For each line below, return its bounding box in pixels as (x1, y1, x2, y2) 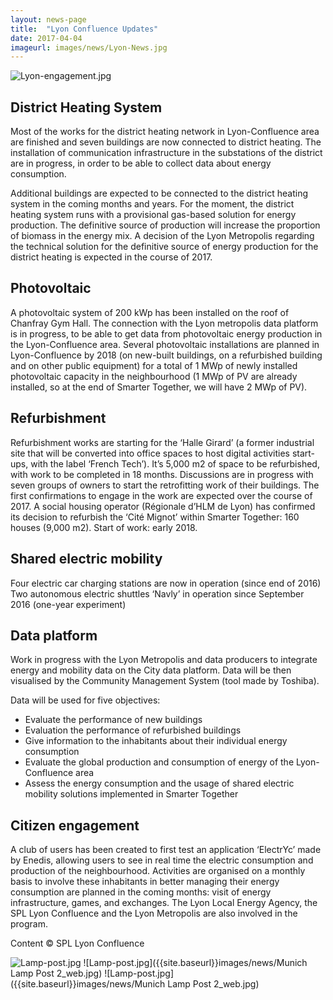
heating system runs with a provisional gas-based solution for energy (10, 209, 297, 221)
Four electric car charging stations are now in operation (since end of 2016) (10, 577, 322, 589)
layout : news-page (10, 14, 87, 25)
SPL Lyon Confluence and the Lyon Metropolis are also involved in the (10, 907, 298, 920)
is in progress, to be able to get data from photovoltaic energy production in (10, 327, 323, 340)
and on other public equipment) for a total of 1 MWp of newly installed (10, 359, 298, 371)
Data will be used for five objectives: (10, 694, 161, 706)
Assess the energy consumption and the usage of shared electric (24, 777, 295, 790)
